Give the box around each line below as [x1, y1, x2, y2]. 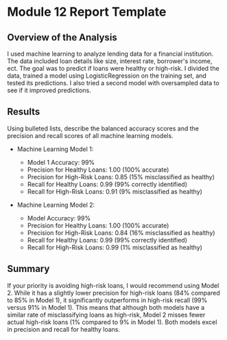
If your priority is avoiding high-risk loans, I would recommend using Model [7, 281, 219, 289]
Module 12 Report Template [7, 4, 167, 20]
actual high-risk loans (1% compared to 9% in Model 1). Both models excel [7, 317, 217, 326]
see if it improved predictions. [7, 87, 91, 94]
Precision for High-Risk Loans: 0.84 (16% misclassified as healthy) [27, 228, 215, 237]
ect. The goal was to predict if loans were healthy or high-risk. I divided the [7, 65, 219, 72]
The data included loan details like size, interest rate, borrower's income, [7, 57, 213, 65]
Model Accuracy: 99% [27, 214, 91, 222]
